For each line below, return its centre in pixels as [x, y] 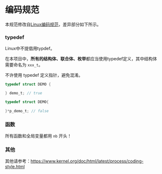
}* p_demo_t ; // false [27, 111]
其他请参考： [18, 161]
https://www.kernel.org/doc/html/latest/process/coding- [87, 161]
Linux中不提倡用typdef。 [30, 49]
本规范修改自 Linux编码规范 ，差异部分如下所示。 [53, 24]
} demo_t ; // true [24, 93]
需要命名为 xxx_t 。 [24, 65]
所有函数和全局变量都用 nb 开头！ [38, 136]
